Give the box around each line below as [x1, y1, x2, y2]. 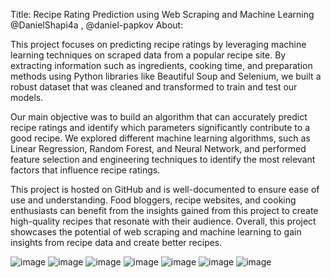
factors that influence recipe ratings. [10, 164, 161, 176]
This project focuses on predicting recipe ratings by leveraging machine [10, 39, 307, 50]
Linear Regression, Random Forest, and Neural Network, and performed [10, 143, 307, 154]
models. [10, 92, 44, 103]
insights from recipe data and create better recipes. [10, 237, 223, 248]
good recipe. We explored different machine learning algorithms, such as [10, 132, 311, 144]
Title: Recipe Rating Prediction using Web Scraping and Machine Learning [10, 9, 315, 20]
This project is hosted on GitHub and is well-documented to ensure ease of [10, 184, 320, 195]
